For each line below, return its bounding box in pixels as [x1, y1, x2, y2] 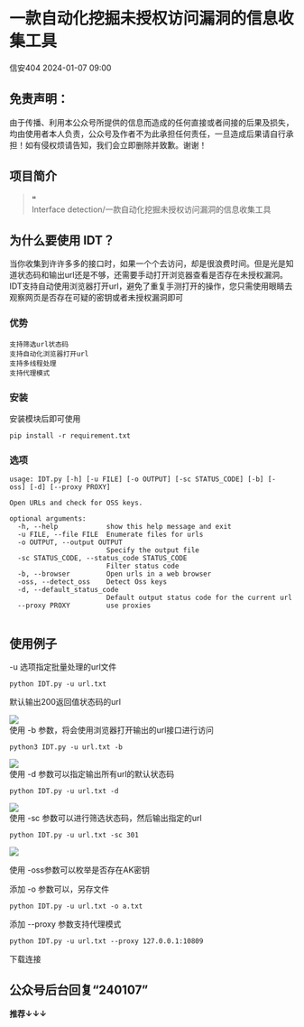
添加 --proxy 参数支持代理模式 [9, 919, 122, 930]
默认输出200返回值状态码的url [9, 697, 122, 708]
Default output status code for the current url [106, 593, 293, 603]
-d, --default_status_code [17, 586, 119, 595]
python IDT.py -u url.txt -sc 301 [9, 831, 140, 840]
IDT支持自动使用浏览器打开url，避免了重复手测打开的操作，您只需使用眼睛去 [9, 281, 293, 291]
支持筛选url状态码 [9, 339, 69, 348]
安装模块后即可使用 [9, 412, 81, 424]
